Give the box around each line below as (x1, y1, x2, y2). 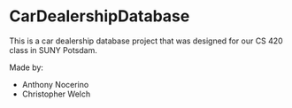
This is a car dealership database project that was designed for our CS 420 (9, 35, 283, 46)
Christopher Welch (21, 89, 91, 99)
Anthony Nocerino (21, 79, 89, 89)
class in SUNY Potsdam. (9, 44, 97, 55)
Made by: (9, 62, 44, 73)
